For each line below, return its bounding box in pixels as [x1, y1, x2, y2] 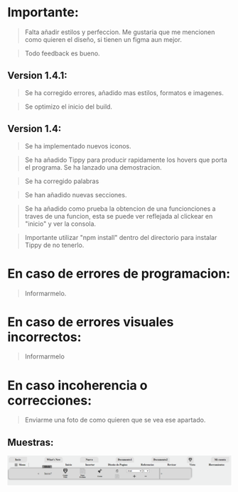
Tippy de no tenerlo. [24, 241, 85, 249]
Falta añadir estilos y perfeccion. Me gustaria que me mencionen [24, 28, 215, 36]
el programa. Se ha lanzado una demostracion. [24, 163, 162, 171]
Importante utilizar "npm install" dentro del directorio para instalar [24, 233, 217, 241]
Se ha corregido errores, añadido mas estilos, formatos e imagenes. [24, 88, 224, 97]
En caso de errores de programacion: [7, 266, 231, 281]
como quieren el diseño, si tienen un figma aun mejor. [24, 35, 183, 43]
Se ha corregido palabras [24, 177, 99, 185]
